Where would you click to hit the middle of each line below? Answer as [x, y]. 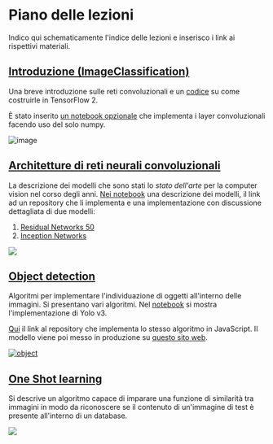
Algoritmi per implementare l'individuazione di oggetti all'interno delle [125, 296]
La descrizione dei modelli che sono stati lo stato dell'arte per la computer [133, 185]
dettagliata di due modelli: [52, 211]
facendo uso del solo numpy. [57, 124]
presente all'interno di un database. [68, 416]
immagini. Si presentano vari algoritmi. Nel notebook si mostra [113, 305]
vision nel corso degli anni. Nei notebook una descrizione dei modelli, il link [134, 194]
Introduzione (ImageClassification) [99, 72]
